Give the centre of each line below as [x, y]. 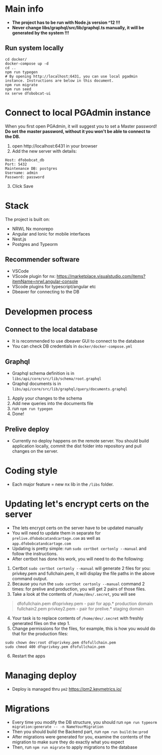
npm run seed [18, 89]
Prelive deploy [27, 429]
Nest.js [19, 239]
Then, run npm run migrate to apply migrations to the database [74, 747]
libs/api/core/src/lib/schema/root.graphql [57, 379]
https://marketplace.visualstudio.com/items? [101, 276]
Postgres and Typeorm [35, 244]
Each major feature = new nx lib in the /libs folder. [63, 484]
